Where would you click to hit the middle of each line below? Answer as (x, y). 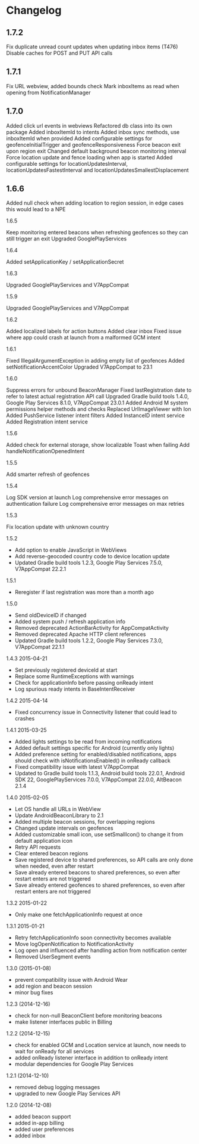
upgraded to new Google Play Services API (67, 1094)
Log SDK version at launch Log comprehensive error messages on (87, 497)
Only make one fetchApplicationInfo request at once (78, 915)
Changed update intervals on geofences (64, 828)
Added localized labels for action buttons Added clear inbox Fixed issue (94, 331)
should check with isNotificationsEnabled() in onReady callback (93, 760)
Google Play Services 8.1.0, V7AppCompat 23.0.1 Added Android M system (97, 403)
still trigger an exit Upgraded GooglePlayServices (67, 239)
